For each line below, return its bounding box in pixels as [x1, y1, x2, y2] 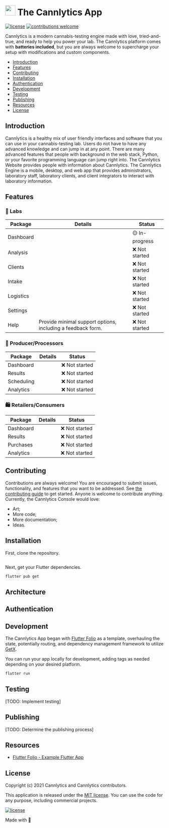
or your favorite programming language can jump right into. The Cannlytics [5, 156, 160, 162]
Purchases [8, 441, 33, 448]
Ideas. [12, 522, 26, 528]
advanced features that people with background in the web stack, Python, [5, 151, 159, 157]
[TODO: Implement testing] [5, 698, 61, 704]
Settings [8, 307, 28, 314]
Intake [8, 278, 23, 285]
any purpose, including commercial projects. [5, 797, 98, 804]
